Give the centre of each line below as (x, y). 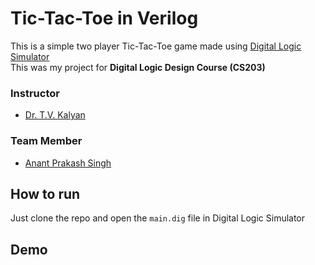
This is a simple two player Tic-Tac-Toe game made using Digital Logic (156, 46)
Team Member (46, 141)
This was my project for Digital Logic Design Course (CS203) (138, 67)
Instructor (35, 93)
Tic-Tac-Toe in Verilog (104, 18)
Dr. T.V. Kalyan (55, 115)
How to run (45, 193)
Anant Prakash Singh (68, 163)
